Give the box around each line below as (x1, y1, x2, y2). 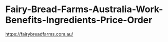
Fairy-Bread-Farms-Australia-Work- (5, 4, 163, 15)
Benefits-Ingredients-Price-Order (5, 14, 153, 26)
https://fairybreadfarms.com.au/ (5, 31, 73, 37)
